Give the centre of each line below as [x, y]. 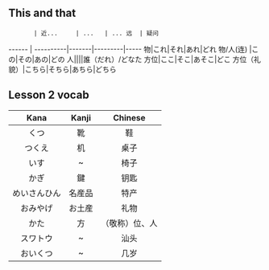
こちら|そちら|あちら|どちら [70, 69]
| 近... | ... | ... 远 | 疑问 [96, 33]
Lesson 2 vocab [49, 95]
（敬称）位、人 [130, 223]
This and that [42, 13]
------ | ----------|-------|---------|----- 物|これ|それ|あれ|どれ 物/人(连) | [130, 49]
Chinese [129, 117]
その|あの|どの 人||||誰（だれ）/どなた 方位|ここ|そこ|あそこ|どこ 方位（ [136, 59]
